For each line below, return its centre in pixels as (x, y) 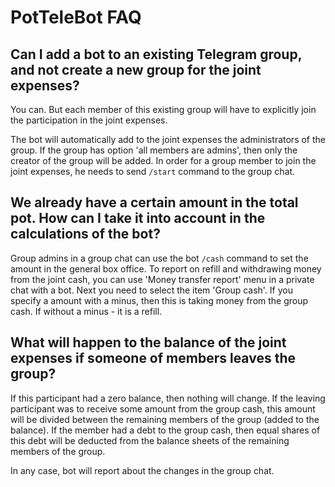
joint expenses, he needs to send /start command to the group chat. (153, 171)
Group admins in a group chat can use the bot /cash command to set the (159, 258)
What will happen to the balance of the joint (148, 342)
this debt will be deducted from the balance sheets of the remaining (150, 440)
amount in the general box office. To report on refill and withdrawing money (166, 268)
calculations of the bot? (85, 234)
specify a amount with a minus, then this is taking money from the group (159, 300)
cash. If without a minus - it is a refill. (86, 311)
